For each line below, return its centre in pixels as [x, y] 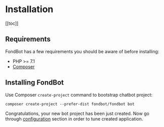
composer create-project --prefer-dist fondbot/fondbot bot [70, 104]
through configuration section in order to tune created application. [74, 119]
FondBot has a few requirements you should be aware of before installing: [82, 51]
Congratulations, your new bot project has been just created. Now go [77, 113]
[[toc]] [12, 23]
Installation [29, 9]
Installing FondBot [35, 83]
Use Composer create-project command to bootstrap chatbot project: [79, 95]
